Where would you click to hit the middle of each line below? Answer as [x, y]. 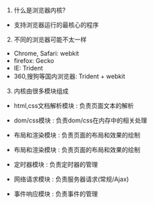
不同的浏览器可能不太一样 [50, 39]
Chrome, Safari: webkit [46, 53]
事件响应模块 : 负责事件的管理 [56, 194]
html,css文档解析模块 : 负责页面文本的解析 [74, 105]
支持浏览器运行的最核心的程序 [56, 25]
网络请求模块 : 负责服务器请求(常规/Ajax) [71, 179]
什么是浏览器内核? [39, 10]
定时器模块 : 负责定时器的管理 [56, 164]
